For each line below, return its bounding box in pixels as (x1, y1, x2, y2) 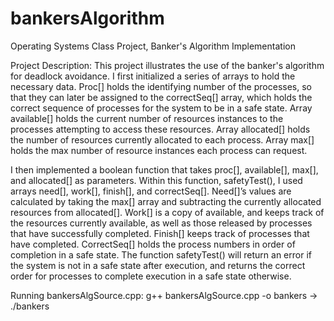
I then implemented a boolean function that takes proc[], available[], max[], (10, 163, 319, 176)
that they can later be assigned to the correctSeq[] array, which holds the (10, 91, 313, 103)
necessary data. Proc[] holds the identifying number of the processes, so (10, 80, 312, 92)
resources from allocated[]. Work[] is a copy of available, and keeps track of (10, 206, 325, 218)
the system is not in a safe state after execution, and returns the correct (10, 259, 306, 271)
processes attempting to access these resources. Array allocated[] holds (10, 123, 311, 135)
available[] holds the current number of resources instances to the (10, 112, 284, 124)
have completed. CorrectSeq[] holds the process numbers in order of (10, 238, 296, 250)
